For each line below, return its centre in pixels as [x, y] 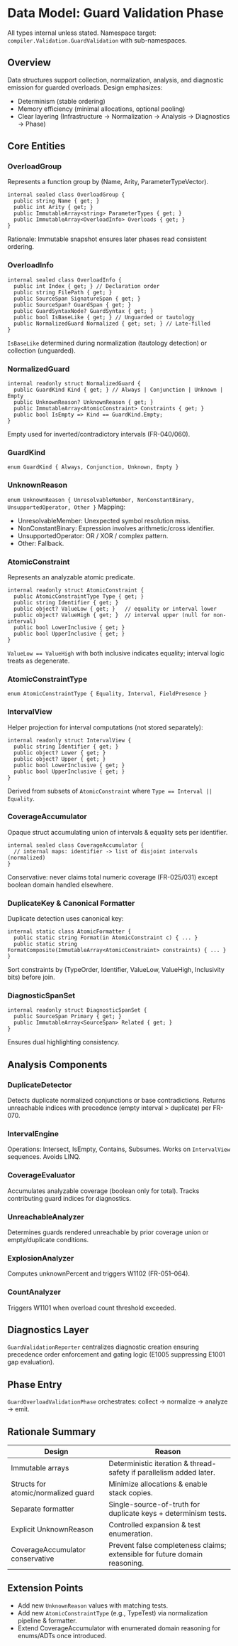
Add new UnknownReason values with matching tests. [93, 1605]
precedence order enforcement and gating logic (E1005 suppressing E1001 [116, 1354]
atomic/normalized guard [53, 1493]
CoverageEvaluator [41, 1175]
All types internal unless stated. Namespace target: [82, 33]
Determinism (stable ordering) [62, 101]
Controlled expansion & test [154, 1525]
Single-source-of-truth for [154, 1505]
